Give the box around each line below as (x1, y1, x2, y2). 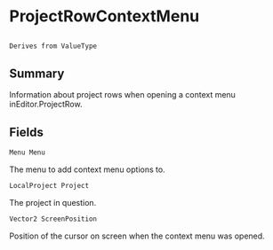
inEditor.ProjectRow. (9, 99, 83, 110)
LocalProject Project (9, 181, 90, 190)
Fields (9, 124, 44, 139)
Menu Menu (9, 148, 46, 157)
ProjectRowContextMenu (9, 6, 200, 27)
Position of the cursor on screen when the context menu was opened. (9, 230, 265, 241)
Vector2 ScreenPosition (9, 215, 98, 223)
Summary (9, 66, 65, 81)
